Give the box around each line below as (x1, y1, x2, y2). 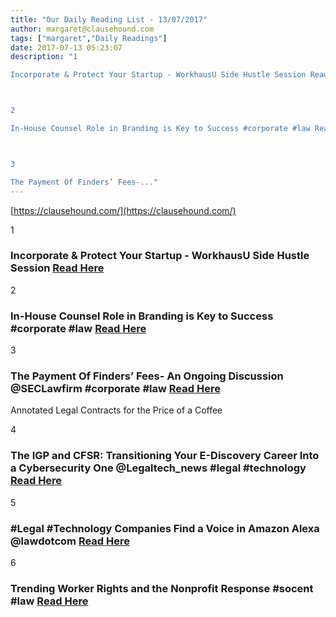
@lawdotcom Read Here (10, 534, 130, 548)
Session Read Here (10, 261, 105, 275)
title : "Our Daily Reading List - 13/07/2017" (10, 14, 208, 25)
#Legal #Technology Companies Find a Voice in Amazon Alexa (10, 521, 320, 535)
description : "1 (10, 52, 78, 62)
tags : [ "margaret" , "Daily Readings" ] (10, 33, 168, 43)
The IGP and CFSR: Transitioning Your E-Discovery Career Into (10, 449, 320, 463)
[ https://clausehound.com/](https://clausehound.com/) (10, 204, 237, 216)
